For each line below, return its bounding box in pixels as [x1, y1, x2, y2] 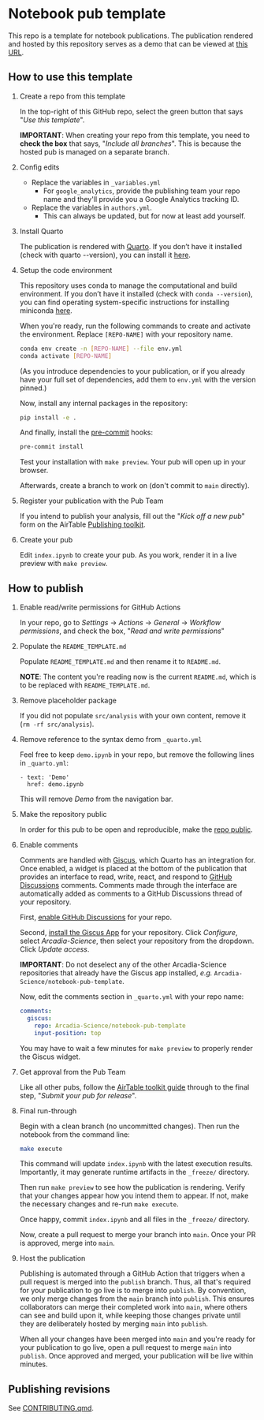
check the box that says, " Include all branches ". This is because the [19, 139, 242, 148]
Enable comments [19, 840, 79, 850]
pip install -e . [19, 413, 77, 422]
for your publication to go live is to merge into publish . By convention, [19, 1286, 247, 1295]
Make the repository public [19, 810, 108, 819]
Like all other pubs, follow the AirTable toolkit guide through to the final [19, 1082, 250, 1092]
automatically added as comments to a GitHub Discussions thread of [19, 889, 243, 899]
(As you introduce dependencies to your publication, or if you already [19, 366, 246, 375]
